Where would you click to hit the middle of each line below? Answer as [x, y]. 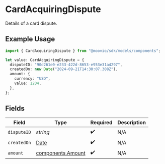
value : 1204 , [28, 83]
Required [101, 123]
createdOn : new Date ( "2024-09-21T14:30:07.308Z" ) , [64, 69]
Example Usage [30, 39]
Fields [15, 109]
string [43, 132]
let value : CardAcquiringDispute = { [45, 60]
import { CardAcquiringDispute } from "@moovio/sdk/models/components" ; [83, 51]
